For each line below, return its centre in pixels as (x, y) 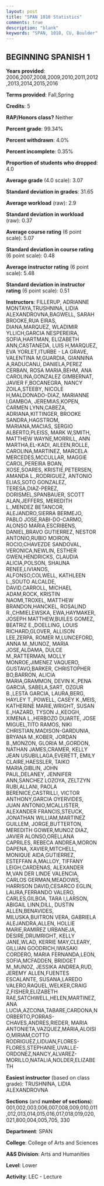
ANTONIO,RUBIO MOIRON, (39, 538)
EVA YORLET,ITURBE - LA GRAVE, (47, 351)
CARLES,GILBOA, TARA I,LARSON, (47, 898)
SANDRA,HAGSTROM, (33, 420)
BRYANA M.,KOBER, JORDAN (41, 737)
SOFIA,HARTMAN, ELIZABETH (43, 339)
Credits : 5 (18, 106)
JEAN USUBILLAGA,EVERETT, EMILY (51, 756)
